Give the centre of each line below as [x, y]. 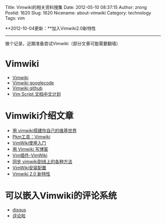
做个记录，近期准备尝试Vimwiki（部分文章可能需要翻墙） [63, 43]
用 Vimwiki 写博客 [30, 149]
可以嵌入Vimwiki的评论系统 [61, 196]
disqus [19, 210]
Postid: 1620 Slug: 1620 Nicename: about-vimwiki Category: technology [78, 13]
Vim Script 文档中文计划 [36, 94]
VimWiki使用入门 [29, 143]
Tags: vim [15, 18]
